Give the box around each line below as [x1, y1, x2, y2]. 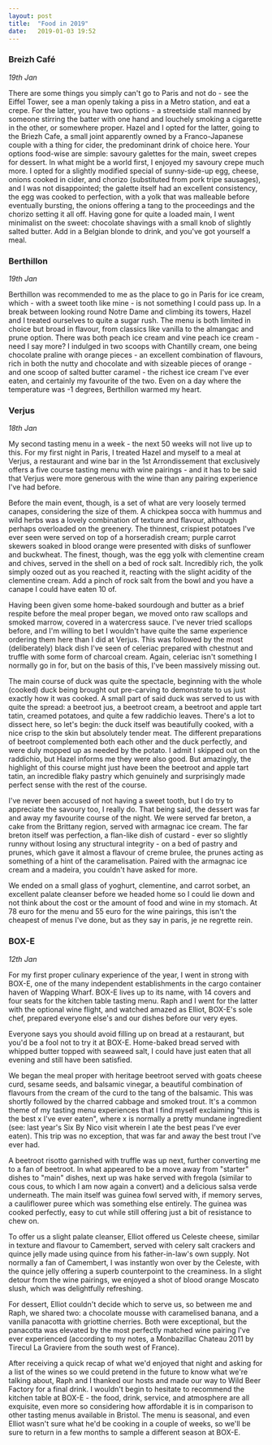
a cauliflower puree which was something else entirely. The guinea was [8, 1199, 248, 1208]
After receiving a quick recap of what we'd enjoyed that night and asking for [8, 1358, 263, 1368]
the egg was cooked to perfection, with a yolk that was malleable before [8, 192, 250, 202]
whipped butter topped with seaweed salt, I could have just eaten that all [8, 1046, 252, 1055]
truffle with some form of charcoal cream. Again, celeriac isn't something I [8, 652, 257, 662]
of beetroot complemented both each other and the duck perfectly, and [8, 737, 248, 746]
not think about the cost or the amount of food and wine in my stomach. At [8, 898, 257, 907]
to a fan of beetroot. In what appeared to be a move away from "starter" [8, 1164, 249, 1173]
